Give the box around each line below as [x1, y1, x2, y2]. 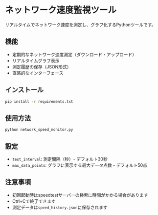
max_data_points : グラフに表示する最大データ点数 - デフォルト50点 [12, 162, 148, 168]
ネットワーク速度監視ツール [5, 4, 117, 16]
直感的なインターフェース [12, 70, 64, 76]
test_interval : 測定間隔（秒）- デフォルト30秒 [12, 156, 108, 162]
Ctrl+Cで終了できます [12, 198, 56, 204]
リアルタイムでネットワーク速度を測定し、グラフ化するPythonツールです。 [5, 22, 156, 28]
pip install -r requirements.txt [5, 99, 73, 104]
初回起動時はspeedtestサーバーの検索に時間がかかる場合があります [12, 192, 148, 198]
